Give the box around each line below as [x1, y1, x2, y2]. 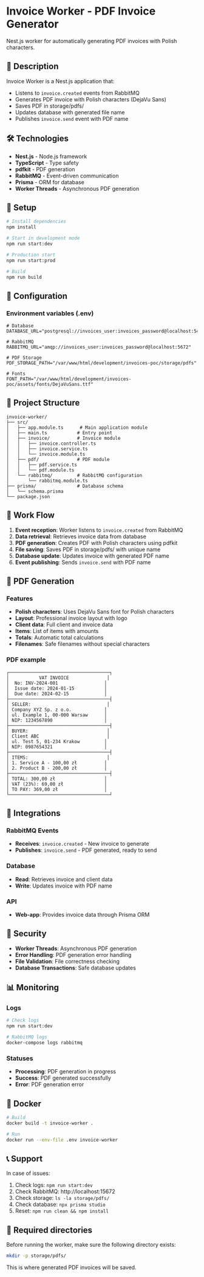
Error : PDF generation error [15, 1081, 84, 1088]
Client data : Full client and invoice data [15, 621, 114, 628]
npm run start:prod [6, 257, 56, 264]
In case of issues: [6, 1169, 50, 1177]
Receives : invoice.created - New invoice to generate [15, 840, 150, 847]
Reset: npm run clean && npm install [15, 1207, 109, 1214]
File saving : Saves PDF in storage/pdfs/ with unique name [15, 546, 161, 553]
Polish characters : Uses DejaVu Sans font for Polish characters [15, 608, 174, 615]
